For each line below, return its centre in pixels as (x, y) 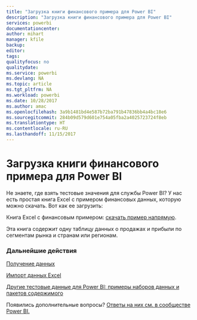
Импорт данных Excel (34, 275)
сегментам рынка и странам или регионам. (62, 235)
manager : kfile (25, 39)
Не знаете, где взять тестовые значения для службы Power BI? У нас (94, 193)
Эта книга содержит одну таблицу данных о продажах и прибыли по (94, 228)
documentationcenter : (33, 28)
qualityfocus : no (28, 62)
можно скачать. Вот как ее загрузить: (55, 205)
